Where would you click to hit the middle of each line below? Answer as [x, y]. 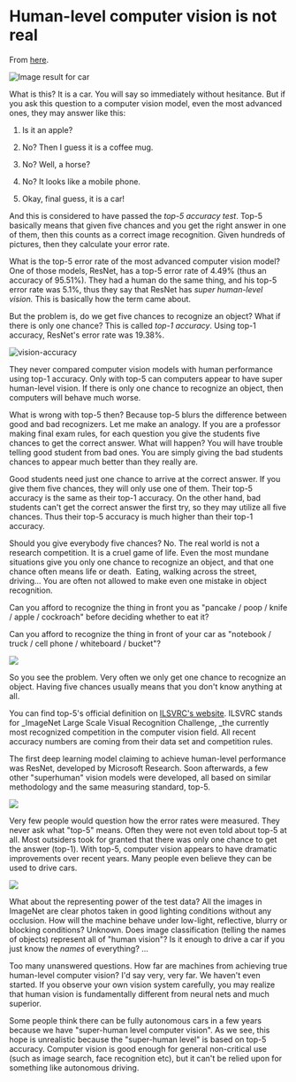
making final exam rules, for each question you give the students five [135, 433]
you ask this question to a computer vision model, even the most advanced [146, 103]
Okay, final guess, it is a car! [73, 198]
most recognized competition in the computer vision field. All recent [133, 732]
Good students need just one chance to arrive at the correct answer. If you [145, 479]
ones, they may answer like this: [68, 113]
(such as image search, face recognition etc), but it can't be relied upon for [146, 1058]
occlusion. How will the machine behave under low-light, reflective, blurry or [148, 920]
